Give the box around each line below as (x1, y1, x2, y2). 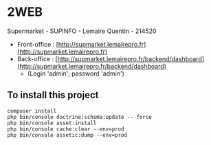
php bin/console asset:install (7, 120, 97, 126)
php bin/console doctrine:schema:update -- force (7, 113, 153, 120)
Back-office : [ (16, 54, 58, 63)
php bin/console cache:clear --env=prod (7, 125, 125, 133)
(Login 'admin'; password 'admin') (27, 69, 125, 78)
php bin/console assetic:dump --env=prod (7, 131, 128, 138)
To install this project (7, 89, 99, 101)
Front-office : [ (16, 40, 58, 48)
